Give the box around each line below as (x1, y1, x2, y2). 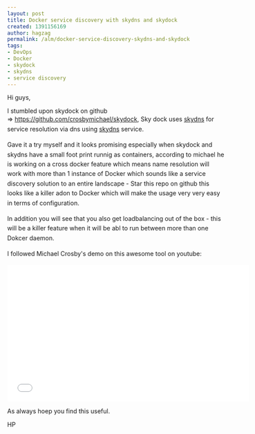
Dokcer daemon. (7, 233, 55, 242)
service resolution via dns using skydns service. (7, 125, 144, 133)
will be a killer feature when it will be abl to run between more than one (7, 224, 209, 233)
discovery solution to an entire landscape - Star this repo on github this (7, 179, 209, 188)
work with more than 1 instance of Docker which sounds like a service (7, 170, 206, 178)
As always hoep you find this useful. (7, 406, 111, 415)
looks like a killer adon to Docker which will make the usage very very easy (7, 189, 220, 197)
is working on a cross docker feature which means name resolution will (7, 160, 209, 168)
